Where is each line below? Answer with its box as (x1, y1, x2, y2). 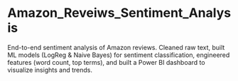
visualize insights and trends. (7, 66, 92, 74)
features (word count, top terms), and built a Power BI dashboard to (7, 58, 205, 66)
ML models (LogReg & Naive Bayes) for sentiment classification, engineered (7, 51, 230, 59)
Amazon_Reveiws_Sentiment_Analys (7, 5, 232, 21)
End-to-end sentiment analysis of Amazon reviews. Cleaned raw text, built (7, 43, 225, 51)
